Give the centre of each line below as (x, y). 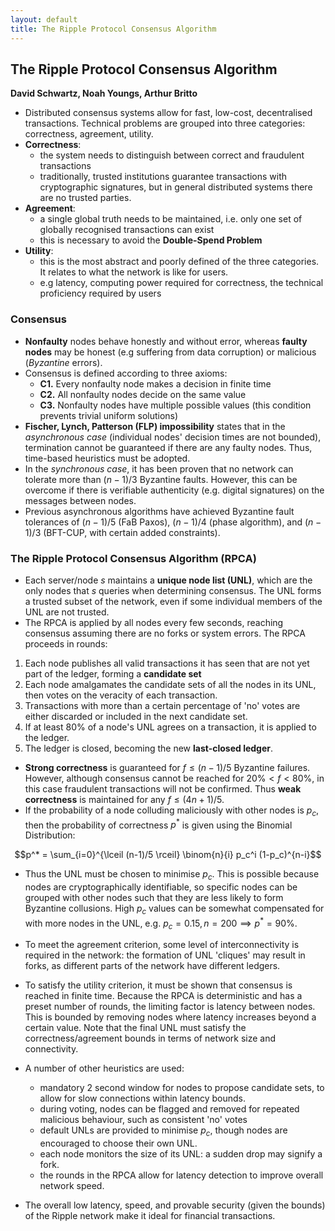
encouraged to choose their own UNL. (118, 1143)
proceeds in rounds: (66, 643)
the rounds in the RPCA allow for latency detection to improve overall (181, 1175)
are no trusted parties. (85, 198)
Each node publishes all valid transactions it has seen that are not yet (167, 663)
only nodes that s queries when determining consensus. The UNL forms (173, 590)
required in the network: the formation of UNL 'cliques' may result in (165, 955)
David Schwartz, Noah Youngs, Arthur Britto (104, 93)
